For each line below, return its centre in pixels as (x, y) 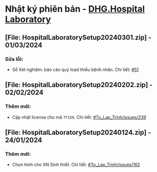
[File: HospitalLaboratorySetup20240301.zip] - (78, 37)
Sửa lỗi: (14, 59)
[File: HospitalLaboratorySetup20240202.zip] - (79, 85)
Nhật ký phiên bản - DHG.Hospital (75, 9)
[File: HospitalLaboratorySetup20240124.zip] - (78, 132)
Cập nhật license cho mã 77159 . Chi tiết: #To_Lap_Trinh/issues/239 (79, 117)
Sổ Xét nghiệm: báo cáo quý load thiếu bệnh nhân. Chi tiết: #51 (75, 69)
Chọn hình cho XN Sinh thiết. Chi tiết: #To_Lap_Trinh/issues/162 (76, 165)
